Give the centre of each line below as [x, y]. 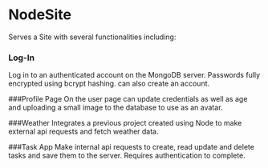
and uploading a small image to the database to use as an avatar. [116, 108]
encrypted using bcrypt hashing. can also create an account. [109, 84]
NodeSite [40, 15]
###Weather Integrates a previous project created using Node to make [125, 123]
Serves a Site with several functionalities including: [92, 37]
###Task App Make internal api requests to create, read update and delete [132, 147]
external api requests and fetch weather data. [83, 132]
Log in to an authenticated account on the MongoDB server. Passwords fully [134, 75]
